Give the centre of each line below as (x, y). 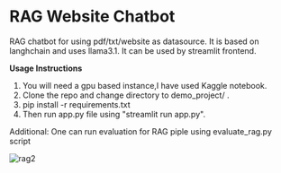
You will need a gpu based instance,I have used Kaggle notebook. (145, 85)
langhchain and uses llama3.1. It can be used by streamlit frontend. (133, 50)
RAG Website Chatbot (92, 17)
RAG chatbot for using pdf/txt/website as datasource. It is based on (134, 41)
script (20, 141)
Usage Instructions (46, 68)
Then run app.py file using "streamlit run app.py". (113, 114)
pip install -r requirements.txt (76, 104)
